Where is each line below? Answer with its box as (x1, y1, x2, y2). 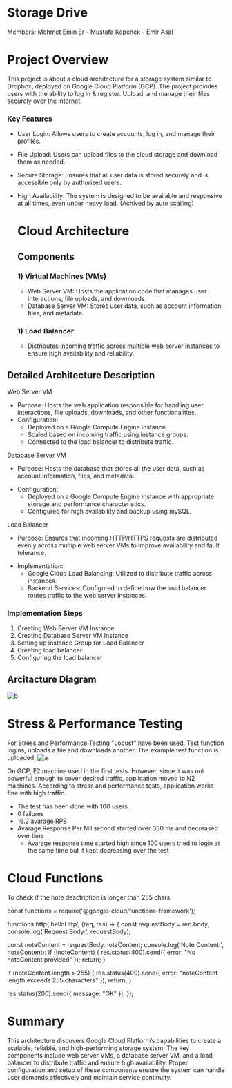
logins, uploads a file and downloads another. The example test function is (7, 746, 219, 755)
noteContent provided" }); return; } (7, 955, 106, 964)
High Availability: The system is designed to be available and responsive (17, 192, 222, 200)
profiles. (17, 137, 41, 146)
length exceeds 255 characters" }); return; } (7, 976, 132, 984)
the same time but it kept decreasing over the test (27, 846, 169, 855)
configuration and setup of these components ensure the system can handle (7, 1066, 225, 1074)
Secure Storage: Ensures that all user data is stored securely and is (17, 171, 209, 179)
